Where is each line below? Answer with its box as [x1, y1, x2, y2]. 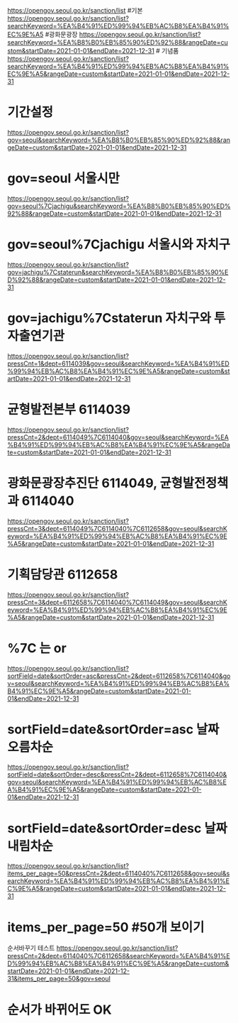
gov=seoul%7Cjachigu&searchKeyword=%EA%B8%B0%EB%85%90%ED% [7, 202, 231, 210]
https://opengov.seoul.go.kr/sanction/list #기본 [7, 6, 143, 14]
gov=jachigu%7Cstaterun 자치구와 [7, 310, 211, 326]
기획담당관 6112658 [7, 567, 118, 582]
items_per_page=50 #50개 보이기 [7, 919, 205, 935]
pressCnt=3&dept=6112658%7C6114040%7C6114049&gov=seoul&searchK [7, 598, 228, 606]
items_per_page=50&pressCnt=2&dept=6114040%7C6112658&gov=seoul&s [7, 869, 230, 878]
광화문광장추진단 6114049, [7, 475, 157, 491]
